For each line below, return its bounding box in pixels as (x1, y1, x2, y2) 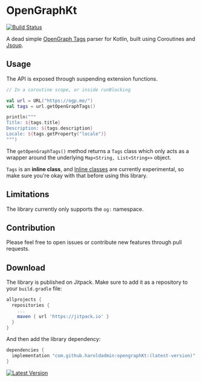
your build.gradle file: (6, 285, 62, 292)
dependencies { (6, 347, 45, 353)
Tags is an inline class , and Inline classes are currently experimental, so (6, 165, 184, 172)
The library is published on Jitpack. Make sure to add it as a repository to (6, 278, 188, 286)
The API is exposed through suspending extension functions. (6, 75, 158, 82)
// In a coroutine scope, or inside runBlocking (6, 87, 131, 93)
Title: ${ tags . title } (6, 120, 61, 126)
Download (6, 263, 45, 273)
